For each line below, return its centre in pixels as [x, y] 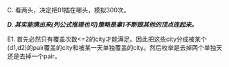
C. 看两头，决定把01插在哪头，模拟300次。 [68, 10]
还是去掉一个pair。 [34, 56]
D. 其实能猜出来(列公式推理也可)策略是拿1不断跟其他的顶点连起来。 [102, 25]
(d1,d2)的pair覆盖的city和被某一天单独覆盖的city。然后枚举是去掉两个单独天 [115, 48]
